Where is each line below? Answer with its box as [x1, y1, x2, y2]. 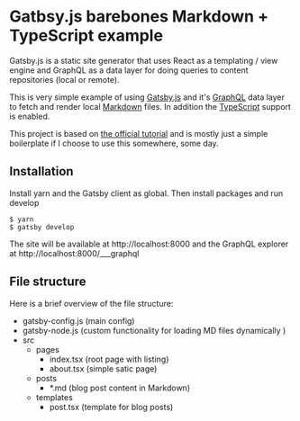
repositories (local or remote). [9, 74, 120, 85]
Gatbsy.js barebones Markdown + [9, 6, 268, 27]
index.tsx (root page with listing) [49, 354, 169, 364]
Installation [9, 164, 74, 179]
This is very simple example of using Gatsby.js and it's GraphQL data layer [9, 92, 286, 103]
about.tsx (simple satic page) [49, 363, 158, 374]
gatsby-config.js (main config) [22, 315, 135, 326]
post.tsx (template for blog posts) [49, 401, 174, 412]
